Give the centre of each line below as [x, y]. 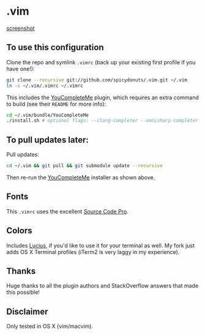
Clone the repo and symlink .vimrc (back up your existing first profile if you [101, 62]
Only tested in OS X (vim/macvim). [50, 326]
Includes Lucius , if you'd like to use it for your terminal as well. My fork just [100, 245]
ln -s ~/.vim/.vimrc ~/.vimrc [45, 86]
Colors [19, 231]
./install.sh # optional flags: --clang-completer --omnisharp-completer [102, 121]
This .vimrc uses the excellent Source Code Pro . [67, 211]
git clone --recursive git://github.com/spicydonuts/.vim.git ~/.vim [97, 80]
